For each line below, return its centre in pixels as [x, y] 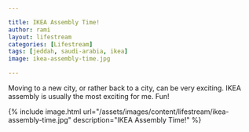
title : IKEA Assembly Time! [54, 22]
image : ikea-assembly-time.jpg [59, 59]
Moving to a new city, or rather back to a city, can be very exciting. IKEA [125, 88]
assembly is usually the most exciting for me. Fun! [89, 96]
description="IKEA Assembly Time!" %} [137, 120]
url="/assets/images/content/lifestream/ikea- [156, 112]
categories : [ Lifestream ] [50, 44]
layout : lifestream [40, 37]
